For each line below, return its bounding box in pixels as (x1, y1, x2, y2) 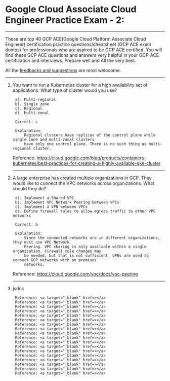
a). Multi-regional (15, 97, 56, 102)
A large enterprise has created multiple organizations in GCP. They (12, 175, 152, 181)
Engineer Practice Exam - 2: (5, 14, 125, 26)
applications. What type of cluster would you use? (12, 87, 117, 93)
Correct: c (15, 119, 38, 124)
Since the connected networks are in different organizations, (24, 235, 160, 240)
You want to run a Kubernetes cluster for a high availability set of (12, 82, 148, 88)
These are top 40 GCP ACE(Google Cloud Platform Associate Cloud (5, 36, 146, 42)
